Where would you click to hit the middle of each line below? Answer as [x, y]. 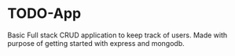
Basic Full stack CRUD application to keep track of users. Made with [117, 35]
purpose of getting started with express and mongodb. [96, 43]
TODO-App [44, 14]
